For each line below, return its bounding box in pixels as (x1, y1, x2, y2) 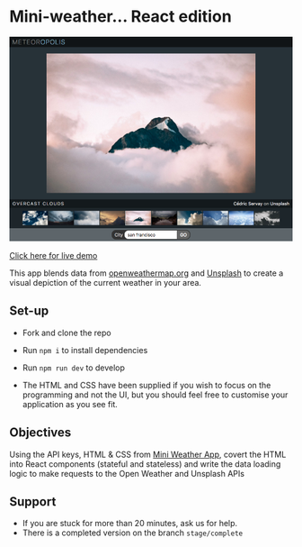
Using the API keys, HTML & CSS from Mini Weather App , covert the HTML (9, 449, 287, 460)
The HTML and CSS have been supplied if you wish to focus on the (22, 379, 271, 390)
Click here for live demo (9, 250, 98, 260)
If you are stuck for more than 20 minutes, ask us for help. (22, 518, 238, 529)
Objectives (9, 425, 72, 441)
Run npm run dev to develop (22, 362, 126, 373)
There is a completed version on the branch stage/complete (22, 527, 244, 538)
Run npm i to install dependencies (22, 344, 148, 355)
